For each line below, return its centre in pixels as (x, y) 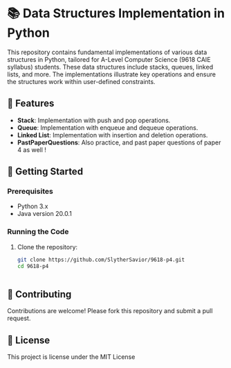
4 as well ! (32, 149)
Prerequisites (30, 192)
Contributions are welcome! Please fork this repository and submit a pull (110, 311)
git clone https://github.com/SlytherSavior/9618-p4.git (101, 260)
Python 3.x (33, 206)
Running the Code (38, 232)
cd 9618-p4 (33, 266)
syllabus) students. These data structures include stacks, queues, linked (110, 67)
